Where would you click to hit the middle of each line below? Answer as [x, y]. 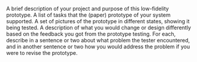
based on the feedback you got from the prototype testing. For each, [91, 34]
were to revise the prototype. [42, 53]
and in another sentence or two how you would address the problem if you [98, 46]
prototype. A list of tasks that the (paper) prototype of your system [88, 15]
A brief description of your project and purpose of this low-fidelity [88, 9]
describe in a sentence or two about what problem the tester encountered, [98, 40]
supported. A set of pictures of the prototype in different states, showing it [98, 21]
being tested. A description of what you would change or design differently [99, 27]
